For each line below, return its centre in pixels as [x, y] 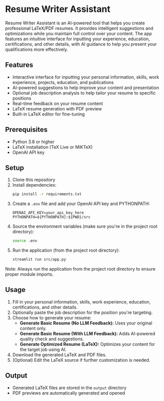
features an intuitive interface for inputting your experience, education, [78, 39]
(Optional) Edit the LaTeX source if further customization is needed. [81, 360]
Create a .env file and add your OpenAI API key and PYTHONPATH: [81, 204]
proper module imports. [29, 274]
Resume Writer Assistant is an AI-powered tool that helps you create [75, 23]
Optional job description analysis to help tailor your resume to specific [84, 93]
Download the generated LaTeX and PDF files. [59, 355]
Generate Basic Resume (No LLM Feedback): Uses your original [86, 323]
